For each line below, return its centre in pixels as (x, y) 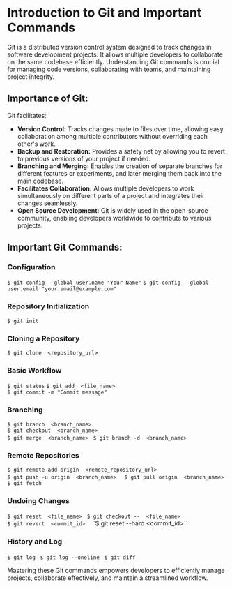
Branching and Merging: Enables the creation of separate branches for (120, 166)
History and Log (35, 542)
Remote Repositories (43, 455)
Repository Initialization (48, 306)
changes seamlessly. (47, 203)
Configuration (31, 267)
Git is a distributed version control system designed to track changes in (109, 47)
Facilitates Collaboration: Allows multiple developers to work (106, 188)
